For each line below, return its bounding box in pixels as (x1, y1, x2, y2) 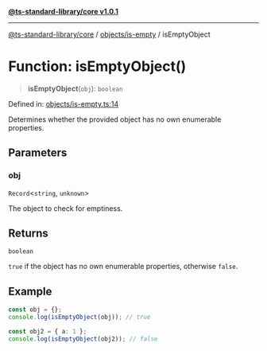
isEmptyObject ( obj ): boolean (27, 84, 123, 93)
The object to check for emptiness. (8, 203, 123, 213)
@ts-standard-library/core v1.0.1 (8, 7, 119, 16)
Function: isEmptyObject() (8, 57, 187, 76)
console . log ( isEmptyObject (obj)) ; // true (8, 314, 151, 322)
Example (8, 284, 52, 298)
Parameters (8, 146, 68, 160)
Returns (8, 227, 49, 240)
